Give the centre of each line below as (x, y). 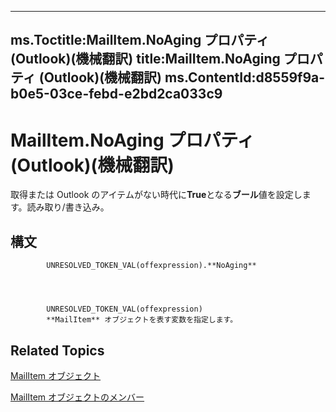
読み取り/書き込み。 (68, 207)
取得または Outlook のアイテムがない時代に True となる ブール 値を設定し (156, 195)
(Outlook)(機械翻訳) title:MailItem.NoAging (145, 59)
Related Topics (57, 350)
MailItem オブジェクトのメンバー (77, 397)
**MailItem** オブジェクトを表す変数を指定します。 (142, 320)
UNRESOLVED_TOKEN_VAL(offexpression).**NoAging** (151, 266)
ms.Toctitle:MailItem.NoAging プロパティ (140, 40)
